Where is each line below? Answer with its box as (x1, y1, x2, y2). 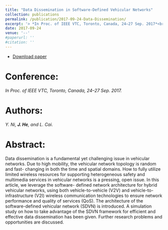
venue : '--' (5, 30, 30, 35)
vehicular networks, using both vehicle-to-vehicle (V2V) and (5, 187, 130, 193)
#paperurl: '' (5, 35, 35, 40)
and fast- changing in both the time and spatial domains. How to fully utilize (5, 166, 161, 172)
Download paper (12, 53, 47, 59)
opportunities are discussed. (5, 219, 64, 225)
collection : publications (5, 12, 59, 17)
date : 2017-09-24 (5, 26, 41, 31)
